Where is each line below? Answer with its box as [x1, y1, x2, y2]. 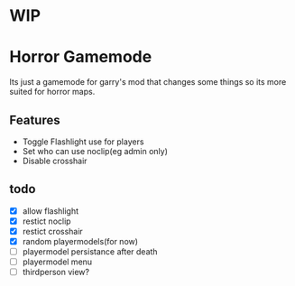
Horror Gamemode [9, 47, 152, 68]
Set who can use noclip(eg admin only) [22, 145, 169, 156]
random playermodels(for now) [22, 235, 138, 246]
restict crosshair [22, 226, 83, 236]
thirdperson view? [22, 267, 90, 278]
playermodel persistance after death [22, 246, 158, 257]
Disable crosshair [22, 155, 88, 166]
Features [9, 112, 60, 127]
